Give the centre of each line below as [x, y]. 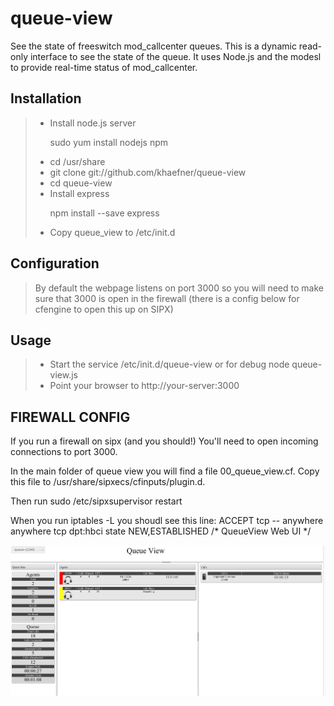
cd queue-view [81, 183]
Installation [46, 98]
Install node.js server [93, 123]
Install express [79, 193]
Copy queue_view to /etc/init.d [112, 232]
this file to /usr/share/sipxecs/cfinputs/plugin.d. [108, 482]
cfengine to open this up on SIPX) [104, 309]
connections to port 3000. [64, 452]
